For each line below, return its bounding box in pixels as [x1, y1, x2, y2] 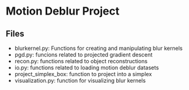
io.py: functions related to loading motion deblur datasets [14, 64, 160, 71]
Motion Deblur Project [6, 4, 120, 18]
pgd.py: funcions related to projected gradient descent [14, 51, 153, 58]
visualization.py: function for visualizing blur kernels [14, 77, 146, 84]
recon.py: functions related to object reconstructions [14, 58, 148, 64]
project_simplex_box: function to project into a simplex [14, 71, 152, 77]
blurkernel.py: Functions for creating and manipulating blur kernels [14, 44, 183, 52]
